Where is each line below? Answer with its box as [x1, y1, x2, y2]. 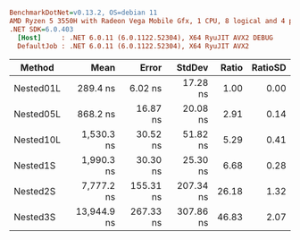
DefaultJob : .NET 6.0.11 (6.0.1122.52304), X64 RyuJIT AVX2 [17, 41, 250, 50]
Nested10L [13, 133, 61, 146]
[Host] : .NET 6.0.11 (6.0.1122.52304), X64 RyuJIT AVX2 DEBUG [17, 33, 274, 42]
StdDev [176, 62, 209, 74]
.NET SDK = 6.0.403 [9, 24, 74, 34]
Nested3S [13, 211, 56, 224]
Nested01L [13, 82, 61, 95]
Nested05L [13, 108, 61, 121]
